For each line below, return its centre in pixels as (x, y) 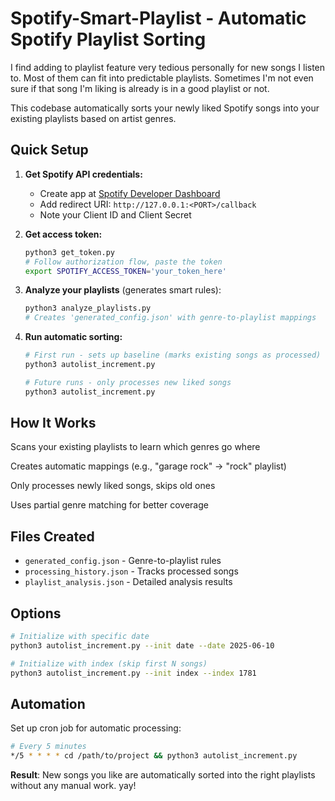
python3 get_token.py (69, 252)
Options (36, 613)
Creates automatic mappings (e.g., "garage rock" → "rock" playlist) (148, 466)
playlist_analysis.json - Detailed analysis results (128, 582)
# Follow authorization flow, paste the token (123, 262)
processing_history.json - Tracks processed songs (131, 571)
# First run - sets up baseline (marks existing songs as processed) (173, 355)
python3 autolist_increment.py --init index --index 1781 (133, 673)
